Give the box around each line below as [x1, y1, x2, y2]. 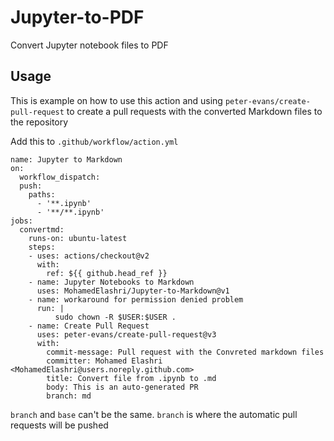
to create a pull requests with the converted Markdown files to [66, 105, 323, 117]
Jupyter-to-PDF [10, 6, 145, 29]
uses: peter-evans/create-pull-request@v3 [36, 329, 217, 340]
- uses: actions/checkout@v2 [28, 251, 150, 261]
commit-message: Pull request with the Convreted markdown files [46, 347, 325, 357]
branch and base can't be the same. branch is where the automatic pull [10, 408, 298, 420]
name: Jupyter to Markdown [10, 154, 123, 165]
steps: [28, 242, 56, 252]
